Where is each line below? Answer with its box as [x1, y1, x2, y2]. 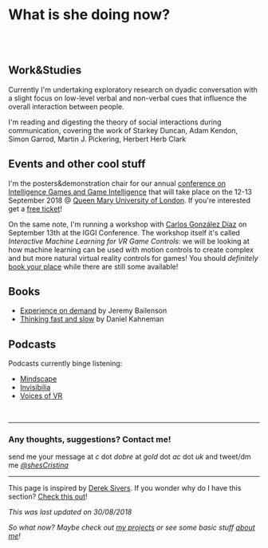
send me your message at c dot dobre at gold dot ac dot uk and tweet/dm [8, 452, 251, 462]
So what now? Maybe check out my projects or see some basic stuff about [8, 522, 255, 532]
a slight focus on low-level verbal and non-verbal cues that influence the [8, 93, 247, 103]
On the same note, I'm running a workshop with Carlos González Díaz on [8, 219, 247, 229]
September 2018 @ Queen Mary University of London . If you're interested [8, 195, 251, 205]
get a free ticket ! [8, 203, 62, 213]
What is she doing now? [8, 6, 170, 24]
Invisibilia [19, 383, 51, 392]
